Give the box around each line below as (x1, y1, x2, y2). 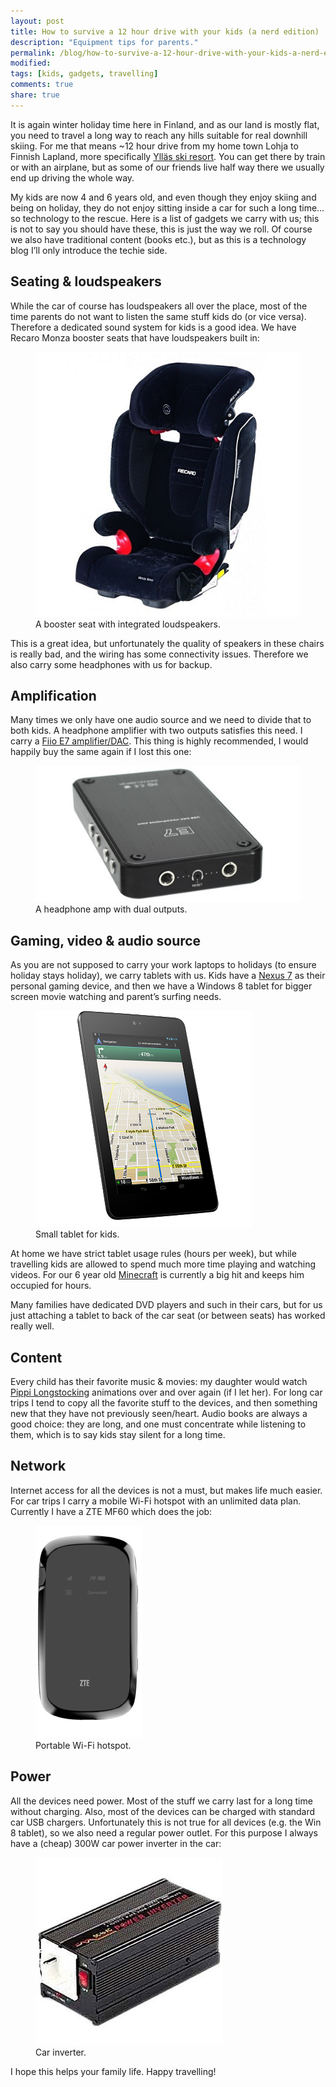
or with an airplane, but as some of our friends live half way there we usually (10, 161, 325, 173)
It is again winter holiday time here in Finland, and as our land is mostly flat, (10, 118, 320, 130)
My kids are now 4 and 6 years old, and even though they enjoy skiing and (10, 191, 317, 203)
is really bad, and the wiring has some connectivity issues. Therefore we (10, 648, 309, 660)
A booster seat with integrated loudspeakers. (35, 618, 221, 630)
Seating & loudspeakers (10, 273, 162, 290)
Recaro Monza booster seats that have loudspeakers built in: (10, 331, 260, 344)
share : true (10, 90, 60, 100)
